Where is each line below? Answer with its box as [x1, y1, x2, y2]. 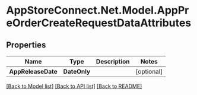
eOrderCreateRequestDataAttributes [6, 16, 192, 30]
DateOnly [63, 68, 91, 75]
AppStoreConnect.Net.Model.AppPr [6, 4, 189, 17]
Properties [6, 40, 46, 50]
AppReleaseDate [9, 68, 58, 75]
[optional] [135, 68, 163, 75]
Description [96, 58, 130, 65]
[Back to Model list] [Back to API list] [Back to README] [6, 83, 142, 90]
